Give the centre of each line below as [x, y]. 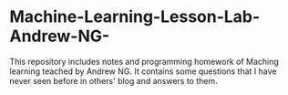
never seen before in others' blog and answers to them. [113, 80]
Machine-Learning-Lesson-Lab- [135, 17]
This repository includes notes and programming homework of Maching [144, 61]
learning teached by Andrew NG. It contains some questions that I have [143, 71]
